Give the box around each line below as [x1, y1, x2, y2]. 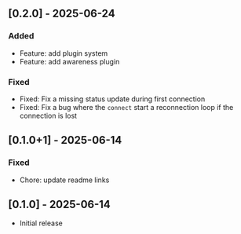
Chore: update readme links [19, 175, 110, 185]
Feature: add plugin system [19, 48, 108, 58]
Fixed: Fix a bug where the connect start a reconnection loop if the [19, 102, 234, 112]
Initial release [19, 218, 63, 228]
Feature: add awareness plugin [19, 57, 120, 66]
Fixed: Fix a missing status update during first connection [19, 94, 206, 104]
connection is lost [19, 111, 77, 120]
